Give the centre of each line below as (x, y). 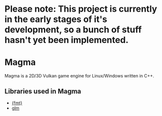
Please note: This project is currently (81, 9)
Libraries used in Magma (43, 91)
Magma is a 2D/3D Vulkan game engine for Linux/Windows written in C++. (80, 76)
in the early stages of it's (56, 19)
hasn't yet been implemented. (67, 40)
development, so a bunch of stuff (73, 30)
